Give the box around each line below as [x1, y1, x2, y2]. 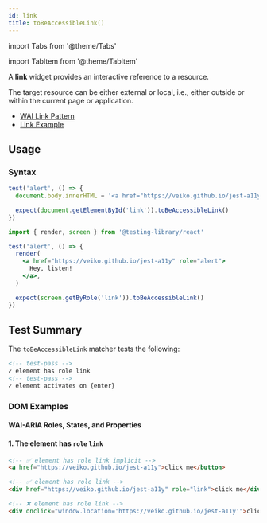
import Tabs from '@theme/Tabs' [8, 41, 117, 50]
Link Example [19, 119, 64, 129]
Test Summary [8, 323, 83, 337]
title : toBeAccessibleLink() [8, 19, 105, 27]
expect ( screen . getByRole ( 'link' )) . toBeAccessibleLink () [15, 294, 204, 302]
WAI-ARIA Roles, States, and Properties [8, 420, 141, 430]
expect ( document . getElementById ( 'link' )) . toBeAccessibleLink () [15, 206, 229, 214]
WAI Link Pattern [19, 111, 75, 120]
